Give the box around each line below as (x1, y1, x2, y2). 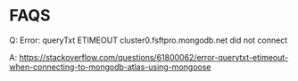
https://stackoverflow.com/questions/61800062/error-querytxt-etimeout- (19, 52, 288, 62)
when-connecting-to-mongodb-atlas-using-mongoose (9, 61, 211, 72)
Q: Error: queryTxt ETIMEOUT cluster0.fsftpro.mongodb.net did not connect (9, 35, 288, 45)
